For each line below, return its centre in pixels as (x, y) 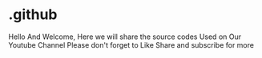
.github (33, 15)
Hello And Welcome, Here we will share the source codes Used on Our (125, 37)
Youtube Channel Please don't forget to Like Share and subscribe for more (131, 44)
